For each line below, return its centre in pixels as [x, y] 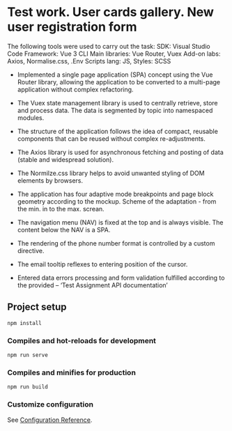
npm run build [28, 387]
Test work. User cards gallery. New [111, 12]
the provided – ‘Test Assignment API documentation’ [93, 285]
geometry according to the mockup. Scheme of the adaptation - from [117, 201]
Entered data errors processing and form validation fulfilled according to [121, 278]
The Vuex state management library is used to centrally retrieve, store [117, 103]
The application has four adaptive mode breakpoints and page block [115, 194]
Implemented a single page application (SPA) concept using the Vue [115, 75]
